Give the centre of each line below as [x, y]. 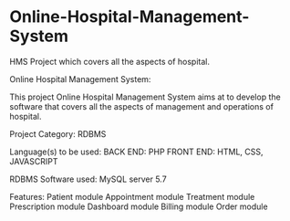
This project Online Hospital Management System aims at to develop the [145, 97]
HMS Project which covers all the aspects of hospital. [109, 61]
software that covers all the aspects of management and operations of [141, 106]
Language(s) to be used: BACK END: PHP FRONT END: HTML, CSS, [136, 152]
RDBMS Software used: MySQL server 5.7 [88, 179]
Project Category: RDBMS [58, 133]
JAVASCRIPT [34, 161]
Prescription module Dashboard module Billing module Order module [139, 206]
